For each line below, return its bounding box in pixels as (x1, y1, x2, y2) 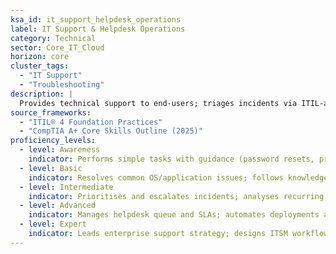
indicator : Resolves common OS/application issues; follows (28, 172, 284, 183)
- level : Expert (19, 219, 87, 230)
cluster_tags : (10, 61, 70, 71)
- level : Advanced (19, 201, 97, 211)
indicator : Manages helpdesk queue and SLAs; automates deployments (28, 210, 320, 220)
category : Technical (10, 33, 97, 43)
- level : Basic (19, 163, 83, 173)
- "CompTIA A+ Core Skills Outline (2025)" (19, 126, 203, 136)
